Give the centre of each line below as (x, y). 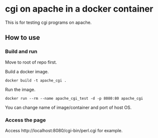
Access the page (25, 120)
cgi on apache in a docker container (79, 9)
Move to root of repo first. (31, 62)
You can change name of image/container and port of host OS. (68, 107)
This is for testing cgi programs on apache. (48, 22)
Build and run (21, 52)
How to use (23, 38)
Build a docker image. (27, 71)
